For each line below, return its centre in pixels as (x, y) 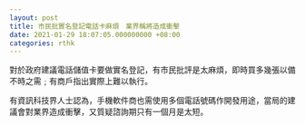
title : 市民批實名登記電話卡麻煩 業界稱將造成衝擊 (94, 26)
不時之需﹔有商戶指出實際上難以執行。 (81, 82)
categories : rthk (42, 43)
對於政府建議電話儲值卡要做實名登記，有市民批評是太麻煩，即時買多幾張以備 (152, 70)
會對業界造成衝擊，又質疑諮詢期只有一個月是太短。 (113, 112)
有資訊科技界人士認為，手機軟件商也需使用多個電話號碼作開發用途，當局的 (148, 101)
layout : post (34, 18)
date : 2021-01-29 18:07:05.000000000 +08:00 (95, 34)
